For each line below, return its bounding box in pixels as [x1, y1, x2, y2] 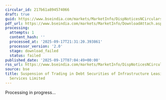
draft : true [5, 12, 30, 17]
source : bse [5, 67, 30, 72]
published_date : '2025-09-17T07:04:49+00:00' [5, 58, 100, 63]
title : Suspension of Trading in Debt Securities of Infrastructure [5, 71, 149, 76]
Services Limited [9, 76, 45, 81]
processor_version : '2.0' [9, 44, 63, 49]
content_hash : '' [9, 35, 45, 40]
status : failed [9, 53, 41, 58]
